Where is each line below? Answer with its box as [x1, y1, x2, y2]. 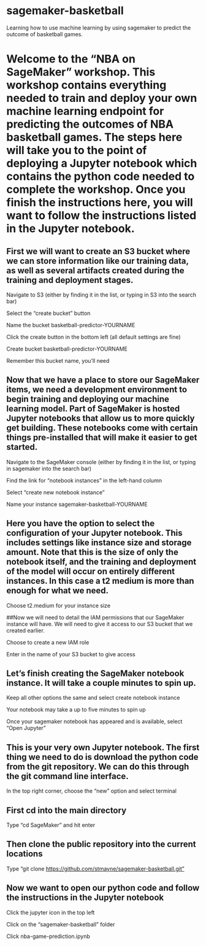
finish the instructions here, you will [6, 196, 193, 209]
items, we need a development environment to [6, 384, 188, 395]
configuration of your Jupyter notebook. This [6, 528, 183, 538]
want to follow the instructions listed [6, 209, 197, 223]
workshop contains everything [6, 78, 167, 92]
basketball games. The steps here [6, 130, 183, 144]
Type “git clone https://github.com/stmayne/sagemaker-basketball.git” [6, 865, 185, 872]
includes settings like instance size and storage [6, 538, 192, 548]
